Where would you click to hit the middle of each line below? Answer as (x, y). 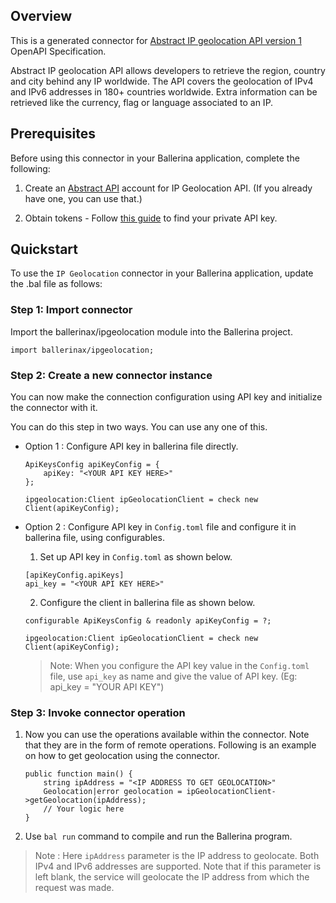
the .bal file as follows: (56, 284)
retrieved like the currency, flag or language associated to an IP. (142, 102)
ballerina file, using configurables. (94, 538)
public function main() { (78, 774)
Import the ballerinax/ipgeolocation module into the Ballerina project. (151, 331)
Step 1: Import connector (71, 310)
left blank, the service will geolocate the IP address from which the (172, 877)
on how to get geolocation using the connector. (122, 756)
